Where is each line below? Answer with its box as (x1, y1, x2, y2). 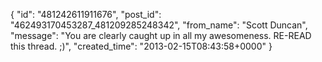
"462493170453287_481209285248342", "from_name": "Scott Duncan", (10, 19, 308, 31)
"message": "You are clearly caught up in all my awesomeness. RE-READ (10, 30, 312, 41)
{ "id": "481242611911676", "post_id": (10, 9, 162, 20)
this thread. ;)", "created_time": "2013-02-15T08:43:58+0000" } (10, 40, 273, 52)
